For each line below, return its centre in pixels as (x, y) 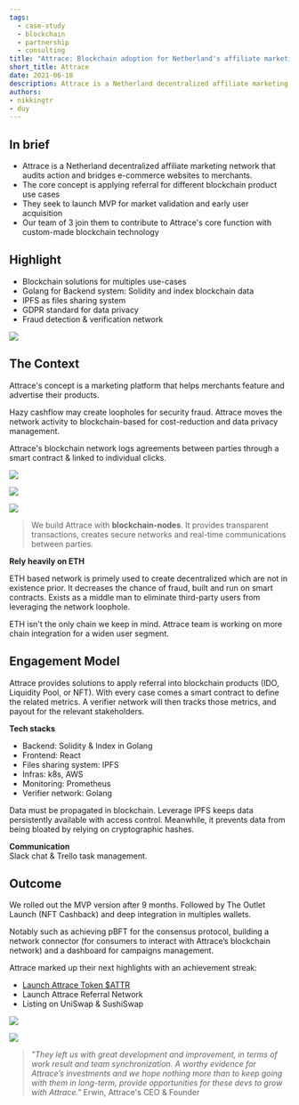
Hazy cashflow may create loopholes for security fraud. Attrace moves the (146, 412)
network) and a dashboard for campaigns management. (112, 951)
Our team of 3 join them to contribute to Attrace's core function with (147, 222)
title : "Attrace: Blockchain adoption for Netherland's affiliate (135, 59)
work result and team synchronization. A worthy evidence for (143, 1064)
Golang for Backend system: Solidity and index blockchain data (138, 291)
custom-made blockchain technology (91, 232)
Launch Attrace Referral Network (83, 995)
